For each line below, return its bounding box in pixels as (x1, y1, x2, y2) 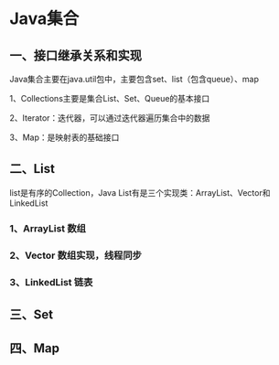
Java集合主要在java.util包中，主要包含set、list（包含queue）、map (9, 74, 259, 84)
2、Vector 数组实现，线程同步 (9, 249, 142, 262)
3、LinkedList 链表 (9, 275, 93, 288)
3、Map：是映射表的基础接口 (9, 132, 120, 143)
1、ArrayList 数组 (9, 221, 87, 234)
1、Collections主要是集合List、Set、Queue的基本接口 (9, 93, 210, 103)
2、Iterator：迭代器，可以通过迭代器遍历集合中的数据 (9, 113, 210, 123)
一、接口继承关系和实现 (9, 48, 142, 63)
